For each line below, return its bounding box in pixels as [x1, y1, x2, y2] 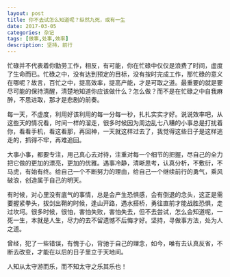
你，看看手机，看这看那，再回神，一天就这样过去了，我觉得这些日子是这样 [7, 127, 217, 135]
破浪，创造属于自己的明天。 [7, 176, 86, 184]
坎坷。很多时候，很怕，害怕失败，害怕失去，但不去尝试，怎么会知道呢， [12, 208, 217, 215]
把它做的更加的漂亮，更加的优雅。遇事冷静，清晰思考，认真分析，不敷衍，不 [7, 159, 223, 167]
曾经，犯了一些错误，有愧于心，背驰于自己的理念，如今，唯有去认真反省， [7, 239, 217, 247]
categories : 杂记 [7, 29, 55, 36]
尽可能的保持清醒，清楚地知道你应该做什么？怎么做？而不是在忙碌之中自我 [7, 87, 217, 95]
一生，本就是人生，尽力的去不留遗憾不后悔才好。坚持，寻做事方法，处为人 [12, 216, 223, 224]
